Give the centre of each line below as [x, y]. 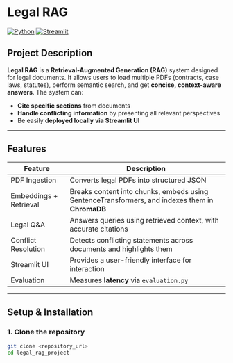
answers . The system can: [45, 92]
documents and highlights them [121, 249]
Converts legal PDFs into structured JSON [138, 180]
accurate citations [99, 229]
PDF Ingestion [34, 180]
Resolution [28, 249]
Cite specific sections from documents [74, 106]
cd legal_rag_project [38, 353]
